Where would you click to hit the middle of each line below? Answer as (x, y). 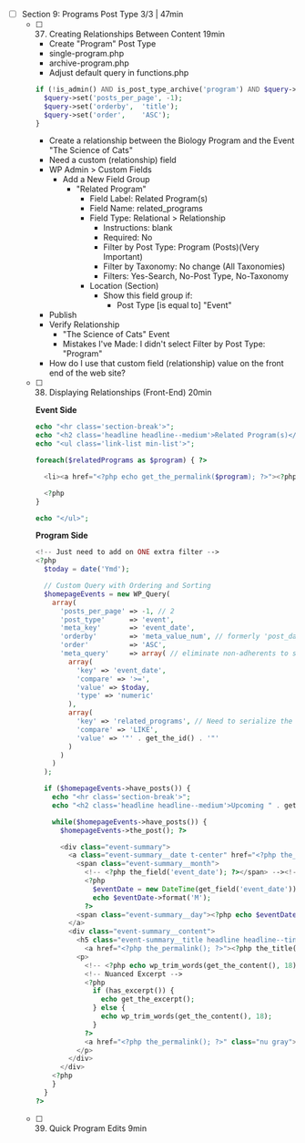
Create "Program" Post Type (102, 44)
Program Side (61, 535)
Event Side (56, 410)
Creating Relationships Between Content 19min (137, 34)
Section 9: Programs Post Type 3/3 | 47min (102, 14)
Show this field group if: (148, 295)
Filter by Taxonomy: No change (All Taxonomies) (194, 267)
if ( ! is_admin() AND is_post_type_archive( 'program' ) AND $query (162, 90)
